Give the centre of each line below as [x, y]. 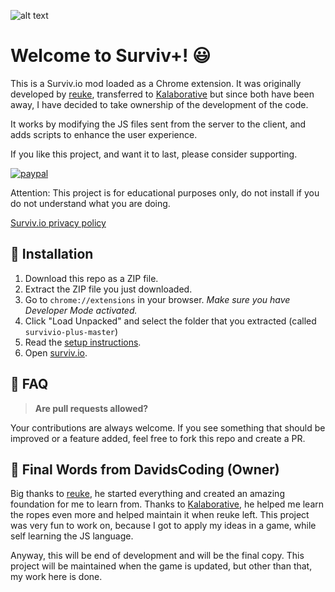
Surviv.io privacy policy [58, 222]
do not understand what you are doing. [90, 203]
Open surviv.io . [56, 352]
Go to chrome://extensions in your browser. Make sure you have [157, 299]
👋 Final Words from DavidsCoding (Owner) [145, 469]
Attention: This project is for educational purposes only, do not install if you [165, 192]
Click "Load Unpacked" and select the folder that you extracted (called [170, 321]
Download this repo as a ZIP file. [91, 278]
